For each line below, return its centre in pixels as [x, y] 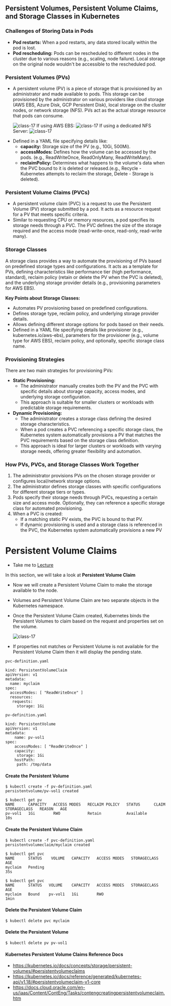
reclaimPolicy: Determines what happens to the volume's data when [92, 163]
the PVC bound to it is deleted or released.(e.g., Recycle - [81, 168]
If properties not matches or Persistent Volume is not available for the [86, 647]
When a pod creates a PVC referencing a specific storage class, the [92, 429]
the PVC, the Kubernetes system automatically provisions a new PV [91, 530]
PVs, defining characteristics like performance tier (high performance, [79, 272]
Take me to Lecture [33, 565]
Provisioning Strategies [35, 359]
